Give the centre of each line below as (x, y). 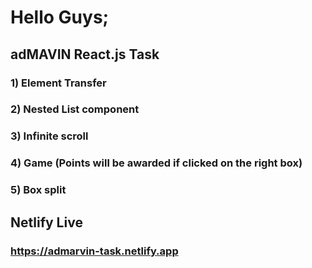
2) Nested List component (75, 109)
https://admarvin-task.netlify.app (94, 251)
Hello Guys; (60, 17)
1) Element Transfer (58, 83)
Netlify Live (46, 222)
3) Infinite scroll (49, 136)
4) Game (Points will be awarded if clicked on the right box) (156, 163)
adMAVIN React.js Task (85, 54)
